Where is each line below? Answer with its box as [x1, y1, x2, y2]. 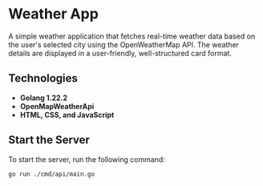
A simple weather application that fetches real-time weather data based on [8, 31, 256, 41]
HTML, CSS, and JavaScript [19, 110, 115, 119]
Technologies [8, 71, 79, 85]
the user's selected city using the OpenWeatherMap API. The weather [8, 39, 239, 49]
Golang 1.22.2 [19, 93, 68, 103]
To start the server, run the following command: [8, 154, 166, 164]
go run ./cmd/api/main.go [8, 170, 95, 178]
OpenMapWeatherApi [19, 101, 95, 111]
